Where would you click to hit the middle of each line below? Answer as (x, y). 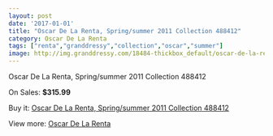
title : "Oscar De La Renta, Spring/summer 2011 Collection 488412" (125, 31)
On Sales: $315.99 (39, 92)
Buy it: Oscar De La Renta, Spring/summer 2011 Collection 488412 (119, 108)
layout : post (30, 16)
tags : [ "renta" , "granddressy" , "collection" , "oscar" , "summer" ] (116, 46)
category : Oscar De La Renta (58, 38)
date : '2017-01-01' (41, 23)
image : (19, 53)
